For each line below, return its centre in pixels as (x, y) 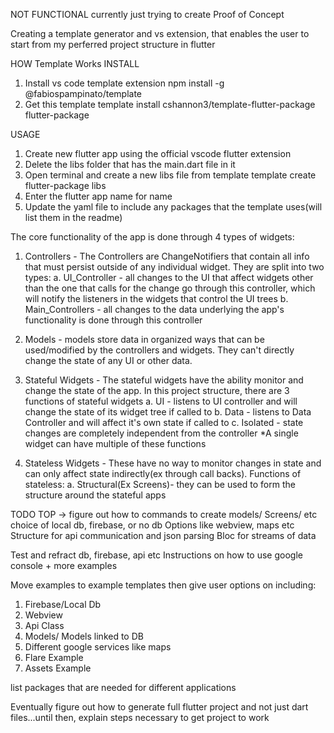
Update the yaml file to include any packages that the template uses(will (173, 207)
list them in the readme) (73, 217)
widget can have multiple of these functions (115, 443)
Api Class (44, 625)
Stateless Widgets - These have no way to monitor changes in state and (173, 463)
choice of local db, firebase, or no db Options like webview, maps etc (152, 525)
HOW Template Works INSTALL (75, 63)
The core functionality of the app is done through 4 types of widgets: (152, 237)
